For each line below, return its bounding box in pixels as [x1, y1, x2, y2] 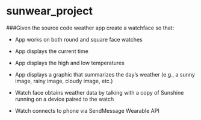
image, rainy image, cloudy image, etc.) [14, 77, 113, 84]
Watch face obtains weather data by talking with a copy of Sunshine [14, 89, 184, 96]
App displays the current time [14, 47, 88, 55]
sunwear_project [6, 4, 93, 18]
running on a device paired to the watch [14, 95, 114, 103]
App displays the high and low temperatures [14, 59, 125, 66]
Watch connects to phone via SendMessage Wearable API [14, 107, 159, 114]
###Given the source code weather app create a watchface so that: [6, 24, 175, 31]
